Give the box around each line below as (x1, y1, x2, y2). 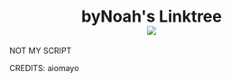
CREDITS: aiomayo (9, 62, 79, 73)
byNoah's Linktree (80, 6, 223, 27)
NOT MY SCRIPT (9, 45, 72, 56)
